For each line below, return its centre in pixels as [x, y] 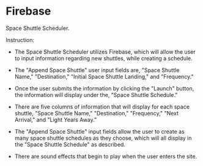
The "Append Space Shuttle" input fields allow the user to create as [99, 131]
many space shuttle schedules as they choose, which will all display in [103, 138]
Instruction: [20, 40]
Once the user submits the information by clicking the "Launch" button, [104, 88]
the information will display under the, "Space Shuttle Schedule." [96, 95]
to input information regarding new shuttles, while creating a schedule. [104, 58]
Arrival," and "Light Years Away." [56, 120]
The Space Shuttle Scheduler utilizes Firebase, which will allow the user [105, 52]
